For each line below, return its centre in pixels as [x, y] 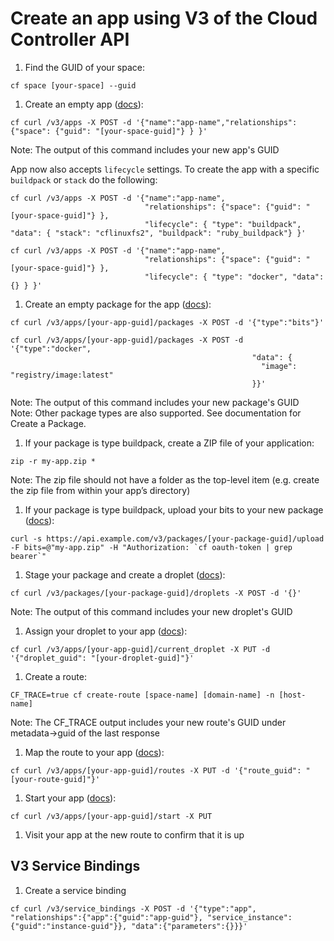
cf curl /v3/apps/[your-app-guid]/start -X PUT [111, 816]
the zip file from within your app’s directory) [100, 490]
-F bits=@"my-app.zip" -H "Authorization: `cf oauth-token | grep [151, 547]
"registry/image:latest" [62, 375]
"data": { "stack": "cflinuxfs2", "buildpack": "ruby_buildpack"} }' [158, 233]
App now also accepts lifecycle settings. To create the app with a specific [165, 169]
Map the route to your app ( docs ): [94, 752]
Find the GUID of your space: [84, 67]
